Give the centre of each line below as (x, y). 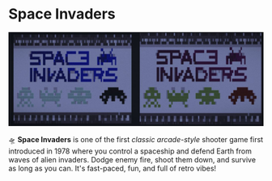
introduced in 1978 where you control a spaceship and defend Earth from (130, 151)
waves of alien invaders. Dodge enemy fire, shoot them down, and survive (132, 159)
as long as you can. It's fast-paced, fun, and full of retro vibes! (113, 168)
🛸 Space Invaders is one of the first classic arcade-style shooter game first (136, 139)
